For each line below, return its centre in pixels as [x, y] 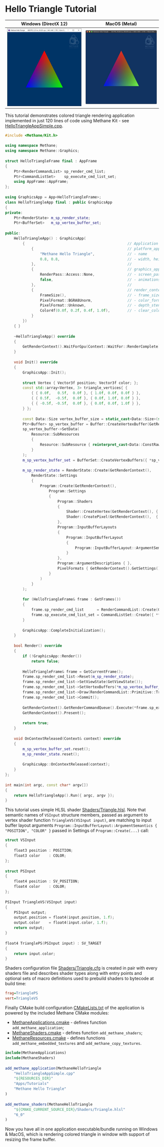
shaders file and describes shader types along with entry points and [74, 973]
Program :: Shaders [75, 501]
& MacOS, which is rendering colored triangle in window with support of [77, 1134]
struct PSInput [20, 871]
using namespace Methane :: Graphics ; [42, 151]
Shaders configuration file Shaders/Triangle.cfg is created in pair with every [81, 968]
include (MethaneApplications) [36, 1053]
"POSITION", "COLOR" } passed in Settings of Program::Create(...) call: [77, 831]
